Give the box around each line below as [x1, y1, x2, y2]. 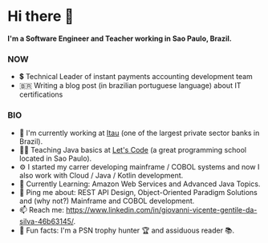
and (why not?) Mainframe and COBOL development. [18, 196, 195, 205]
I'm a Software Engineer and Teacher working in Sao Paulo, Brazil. [7, 34, 232, 43]
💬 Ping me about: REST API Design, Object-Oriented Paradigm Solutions [18, 187, 258, 197]
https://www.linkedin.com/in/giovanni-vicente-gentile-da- [66, 205, 258, 214]
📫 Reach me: [18, 205, 65, 214]
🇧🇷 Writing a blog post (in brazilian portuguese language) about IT [18, 81, 242, 90]
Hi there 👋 [7, 7, 74, 26]
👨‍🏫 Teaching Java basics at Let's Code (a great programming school [18, 145, 246, 154]
